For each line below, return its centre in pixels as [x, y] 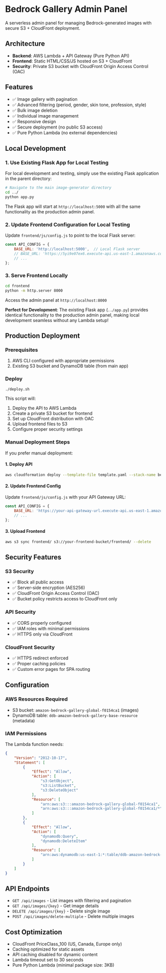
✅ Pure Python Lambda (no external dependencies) [65, 132]
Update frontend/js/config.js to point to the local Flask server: [70, 235]
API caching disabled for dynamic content [55, 955]
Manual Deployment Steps [38, 442]
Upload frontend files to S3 [40, 424]
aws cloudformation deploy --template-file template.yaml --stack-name [80, 475]
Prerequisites [21, 350]
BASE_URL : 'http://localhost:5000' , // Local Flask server [77, 249]
